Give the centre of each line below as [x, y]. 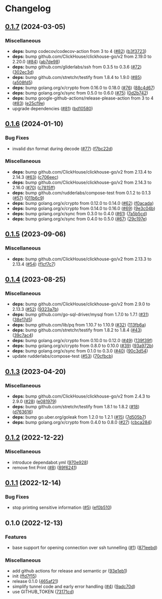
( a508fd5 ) [22, 82]
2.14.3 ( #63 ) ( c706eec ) [35, 177]
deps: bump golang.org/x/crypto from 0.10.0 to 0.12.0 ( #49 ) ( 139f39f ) [82, 341]
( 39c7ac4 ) [23, 335]
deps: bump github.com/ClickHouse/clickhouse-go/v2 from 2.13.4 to [82, 172]
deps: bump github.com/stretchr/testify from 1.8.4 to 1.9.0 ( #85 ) [77, 77]
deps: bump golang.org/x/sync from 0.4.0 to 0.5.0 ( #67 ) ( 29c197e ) [80, 219]
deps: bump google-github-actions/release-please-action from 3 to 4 [83, 98]
